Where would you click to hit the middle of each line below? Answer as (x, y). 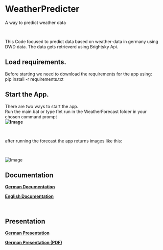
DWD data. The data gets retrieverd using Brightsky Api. (62, 46)
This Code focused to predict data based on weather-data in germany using (82, 41)
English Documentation (29, 196)
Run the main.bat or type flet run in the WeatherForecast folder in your (76, 112)
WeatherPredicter (42, 9)
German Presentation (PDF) (34, 243)
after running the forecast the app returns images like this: (64, 141)
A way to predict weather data (35, 23)
